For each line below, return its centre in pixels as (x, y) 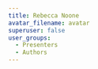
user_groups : (30, 38)
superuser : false (37, 30)
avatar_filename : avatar (49, 23)
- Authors (31, 52)
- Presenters (37, 45)
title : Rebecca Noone (44, 15)
